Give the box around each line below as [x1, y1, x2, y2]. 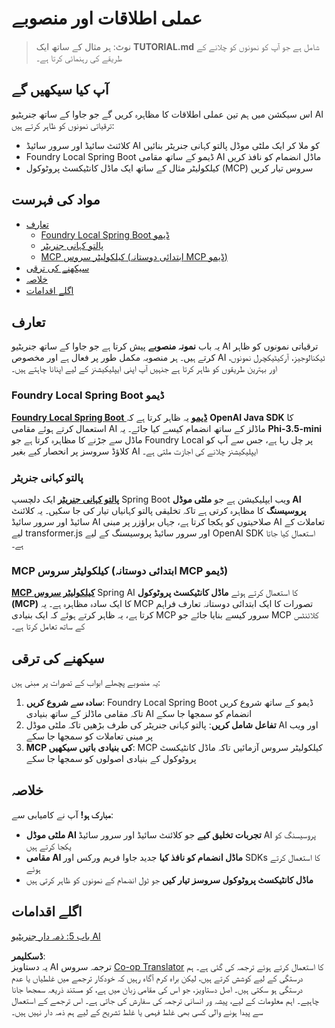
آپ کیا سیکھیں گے [11, 82, 109, 99]
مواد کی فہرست [11, 192, 101, 209]
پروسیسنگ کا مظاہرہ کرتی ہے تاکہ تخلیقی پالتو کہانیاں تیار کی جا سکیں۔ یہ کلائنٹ [11, 504, 307, 516]
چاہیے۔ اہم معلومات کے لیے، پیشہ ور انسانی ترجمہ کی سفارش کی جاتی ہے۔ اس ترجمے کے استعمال [11, 994, 319, 1006]
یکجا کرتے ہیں [25, 840, 72, 852]
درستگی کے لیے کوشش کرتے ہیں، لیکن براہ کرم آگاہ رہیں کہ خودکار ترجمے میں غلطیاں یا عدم [11, 972, 304, 984]
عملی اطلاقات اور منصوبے [11, 7, 203, 30]
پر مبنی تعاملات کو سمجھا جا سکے [25, 730, 154, 742]
